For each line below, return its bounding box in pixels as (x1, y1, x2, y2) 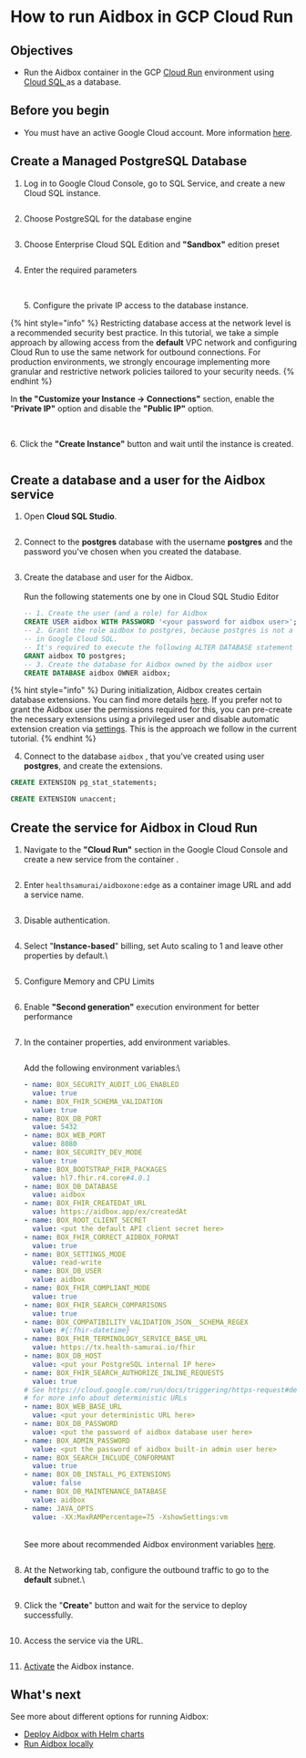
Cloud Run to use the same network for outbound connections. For (10, 346, 261, 357)
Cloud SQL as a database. (23, 77, 122, 88)
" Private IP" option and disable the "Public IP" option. (10, 403, 215, 414)
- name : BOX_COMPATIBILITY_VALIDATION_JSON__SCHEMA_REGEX (23, 1318, 249, 1327)
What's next (10, 1687, 81, 1702)
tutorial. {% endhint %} (10, 733, 97, 744)
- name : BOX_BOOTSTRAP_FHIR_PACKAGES (23, 1164, 168, 1174)
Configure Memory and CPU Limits (23, 976, 155, 987)
